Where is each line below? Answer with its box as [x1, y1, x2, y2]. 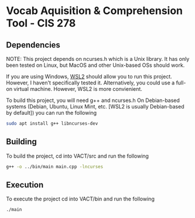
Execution [6, 180, 44, 190]
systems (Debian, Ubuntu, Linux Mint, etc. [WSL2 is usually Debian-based [6, 103, 184, 110]
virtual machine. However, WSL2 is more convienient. [13, 86, 142, 92]
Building [6, 137, 37, 147]
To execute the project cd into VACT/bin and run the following [6, 195, 155, 203]
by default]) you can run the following [6, 110, 97, 116]
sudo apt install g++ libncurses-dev [6, 121, 98, 127]
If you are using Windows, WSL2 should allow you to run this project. [6, 73, 173, 80]
